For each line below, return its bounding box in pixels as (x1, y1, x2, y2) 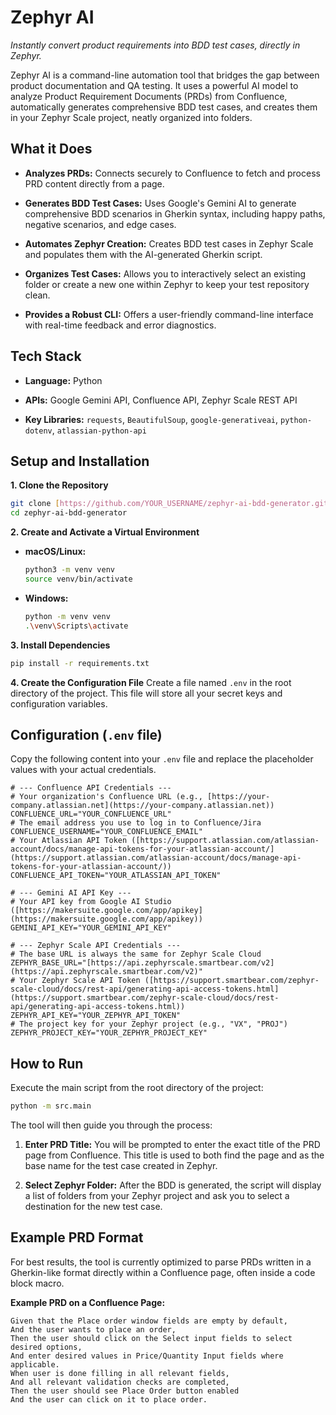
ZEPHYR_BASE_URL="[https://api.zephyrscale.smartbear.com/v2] (10, 958, 275, 968)
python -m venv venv (24, 611, 111, 621)
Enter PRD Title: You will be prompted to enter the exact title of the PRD (24, 1139, 321, 1150)
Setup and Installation (10, 452, 150, 470)
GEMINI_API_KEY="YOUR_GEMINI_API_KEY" (10, 923, 172, 933)
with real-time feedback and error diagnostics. (24, 319, 217, 331)
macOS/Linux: (24, 546, 87, 558)
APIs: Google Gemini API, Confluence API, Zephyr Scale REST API (24, 394, 298, 406)
